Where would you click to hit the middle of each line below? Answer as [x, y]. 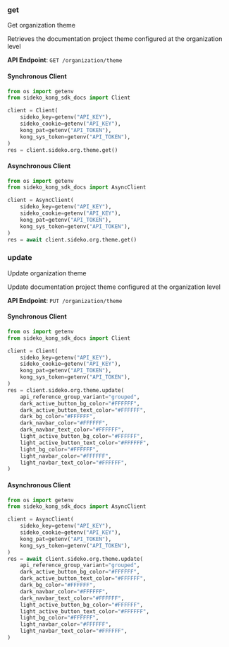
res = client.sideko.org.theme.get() [63, 150]
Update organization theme [47, 273]
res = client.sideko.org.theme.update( [66, 390]
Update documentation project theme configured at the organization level [114, 287]
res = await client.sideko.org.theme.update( [75, 559]
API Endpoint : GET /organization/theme [65, 60]
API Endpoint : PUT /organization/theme [65, 300]
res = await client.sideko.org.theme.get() [72, 239]
